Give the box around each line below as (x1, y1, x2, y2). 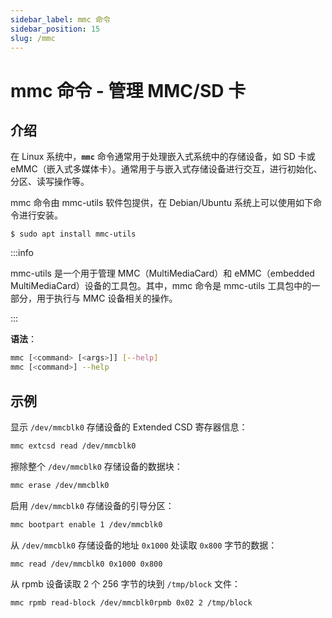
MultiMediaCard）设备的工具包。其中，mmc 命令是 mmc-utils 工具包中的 (10, 280, 312, 292)
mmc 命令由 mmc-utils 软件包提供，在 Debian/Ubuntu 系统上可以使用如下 (10, 197, 314, 209)
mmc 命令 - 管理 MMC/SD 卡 (10, 79, 247, 102)
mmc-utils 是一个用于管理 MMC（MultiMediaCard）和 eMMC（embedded (10, 267, 315, 280)
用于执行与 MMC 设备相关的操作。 (36, 292, 178, 305)
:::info (10, 247, 34, 259)
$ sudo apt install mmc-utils (10, 229, 137, 240)
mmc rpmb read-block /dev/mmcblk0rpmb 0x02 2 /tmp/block (10, 598, 253, 608)
